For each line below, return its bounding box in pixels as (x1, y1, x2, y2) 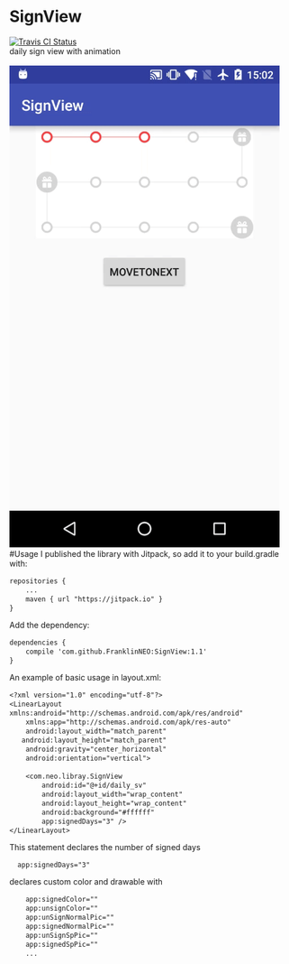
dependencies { (9, 638, 67, 647)
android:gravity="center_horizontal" (25, 745, 167, 754)
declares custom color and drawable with (9, 876, 164, 886)
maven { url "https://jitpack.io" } (25, 594, 164, 604)
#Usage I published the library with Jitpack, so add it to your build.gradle (9, 548, 279, 559)
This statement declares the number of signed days (9, 841, 201, 852)
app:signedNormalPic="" (25, 922, 115, 931)
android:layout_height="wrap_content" (41, 799, 187, 808)
